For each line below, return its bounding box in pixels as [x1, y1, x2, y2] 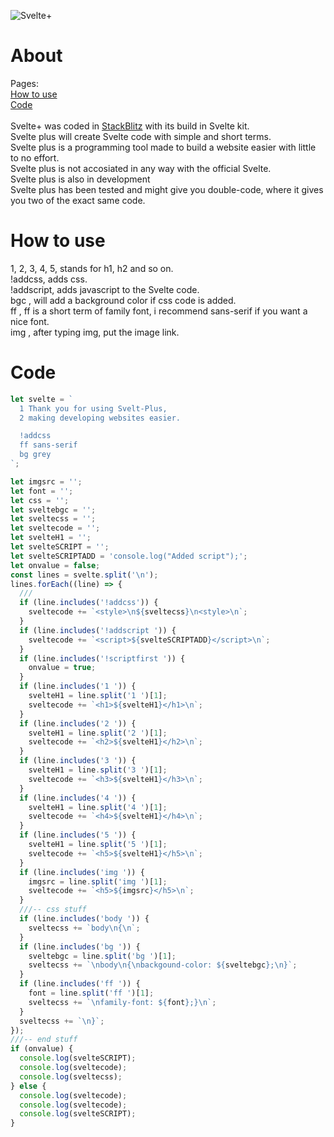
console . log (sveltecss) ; [19, 1071, 123, 1082]
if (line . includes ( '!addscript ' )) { [19, 625, 177, 635]
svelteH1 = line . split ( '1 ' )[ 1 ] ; [28, 691, 168, 701]
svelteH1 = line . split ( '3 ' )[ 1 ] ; [28, 765, 168, 775]
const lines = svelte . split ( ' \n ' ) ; [10, 570, 159, 580]
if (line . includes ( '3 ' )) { [19, 756, 137, 766]
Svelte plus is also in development [10, 173, 151, 185]
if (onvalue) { [10, 1044, 74, 1054]
